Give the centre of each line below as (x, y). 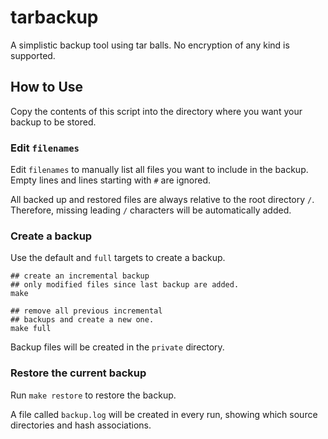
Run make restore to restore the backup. (93, 395)
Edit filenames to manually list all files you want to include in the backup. (159, 170)
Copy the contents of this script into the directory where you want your (156, 111)
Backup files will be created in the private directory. (117, 347)
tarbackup (54, 17)
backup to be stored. (53, 122)
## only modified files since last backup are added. (125, 285)
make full (31, 329)
